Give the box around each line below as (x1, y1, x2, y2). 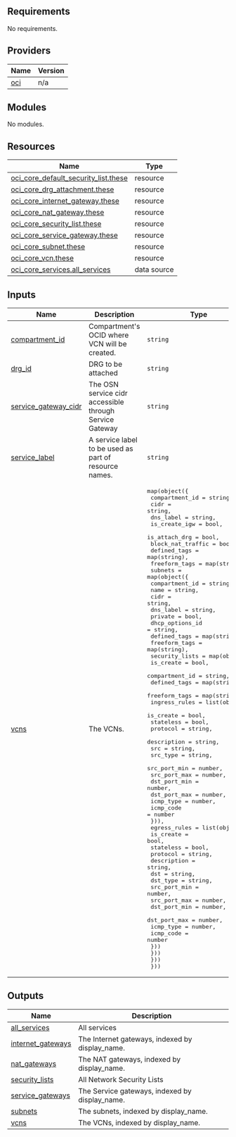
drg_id (11, 364, 32, 374)
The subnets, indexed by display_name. (78, 1106, 209, 1116)
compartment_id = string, (147, 672, 230, 680)
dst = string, (150, 870, 195, 878)
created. (88, 348, 117, 358)
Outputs (7, 990, 44, 1002)
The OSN (88, 379, 119, 389)
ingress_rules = (150, 698, 202, 706)
